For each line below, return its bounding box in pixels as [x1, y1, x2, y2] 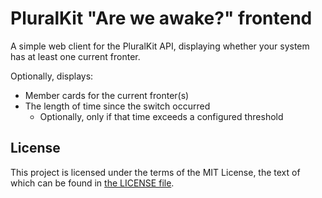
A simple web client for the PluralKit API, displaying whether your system [10, 40, 310, 52]
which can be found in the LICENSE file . [10, 177, 175, 189]
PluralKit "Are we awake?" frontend [10, 7, 313, 30]
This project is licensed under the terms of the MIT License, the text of [10, 166, 301, 178]
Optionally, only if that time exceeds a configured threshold [39, 110, 284, 122]
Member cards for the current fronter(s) [24, 89, 190, 101]
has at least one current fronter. [10, 50, 141, 62]
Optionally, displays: [10, 70, 94, 82]
